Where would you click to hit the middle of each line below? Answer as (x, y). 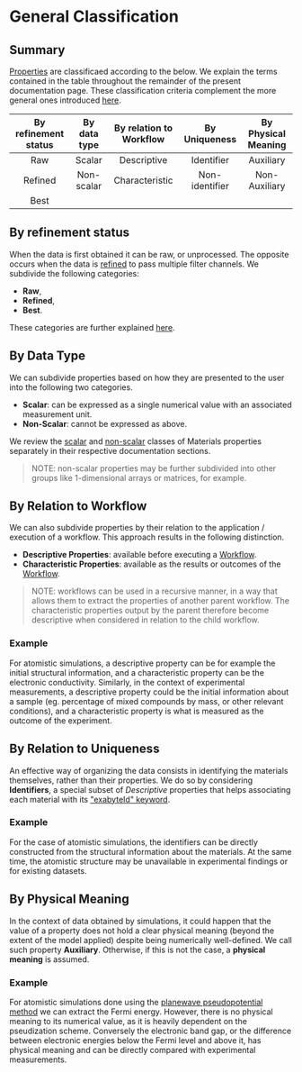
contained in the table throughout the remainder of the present (125, 81)
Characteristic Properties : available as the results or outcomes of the (151, 564)
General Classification (94, 17)
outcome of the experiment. (61, 720)
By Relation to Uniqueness (84, 749)
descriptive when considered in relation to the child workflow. (145, 620)
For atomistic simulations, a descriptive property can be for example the (142, 663)
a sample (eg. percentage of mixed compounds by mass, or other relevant (147, 701)
